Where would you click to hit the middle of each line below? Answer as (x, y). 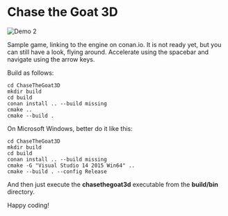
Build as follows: (31, 73)
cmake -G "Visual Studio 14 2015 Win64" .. (71, 165)
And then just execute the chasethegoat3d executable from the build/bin (113, 184)
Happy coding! (28, 205)
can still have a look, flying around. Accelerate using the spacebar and (108, 52)
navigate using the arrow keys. (51, 59)
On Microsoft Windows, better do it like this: (70, 128)
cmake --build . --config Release (57, 171)
